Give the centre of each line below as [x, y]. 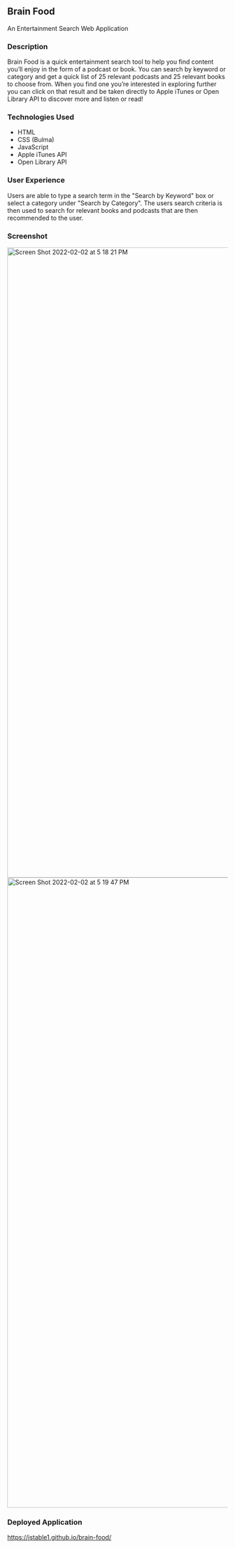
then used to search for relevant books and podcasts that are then [102, 210]
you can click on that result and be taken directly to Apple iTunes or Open [113, 92]
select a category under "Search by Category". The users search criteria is [115, 203]
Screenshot [27, 236]
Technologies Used [41, 117]
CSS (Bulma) [36, 140]
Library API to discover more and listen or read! [75, 99]
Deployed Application [45, 1522]
